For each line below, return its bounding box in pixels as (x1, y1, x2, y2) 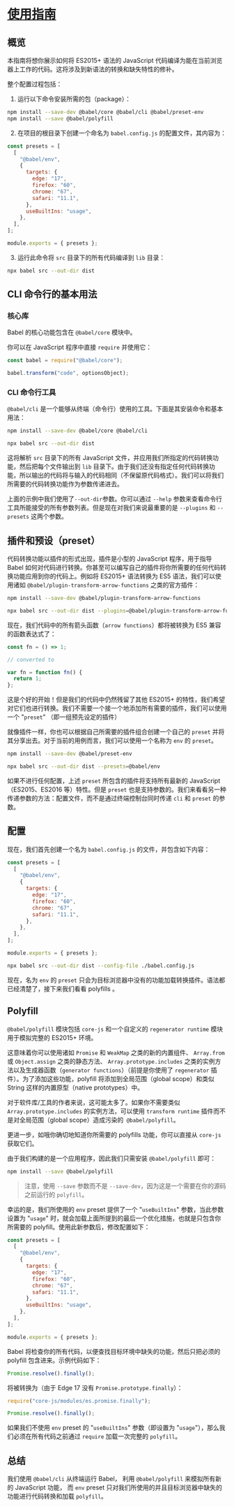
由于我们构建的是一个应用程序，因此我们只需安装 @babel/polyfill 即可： (7, 1154, 217, 1162)
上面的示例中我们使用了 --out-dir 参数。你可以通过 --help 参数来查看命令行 (7, 494, 223, 503)
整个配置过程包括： (7, 80, 63, 88)
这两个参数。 (31, 512, 68, 521)
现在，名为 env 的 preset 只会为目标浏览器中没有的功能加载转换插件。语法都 (7, 976, 226, 984)
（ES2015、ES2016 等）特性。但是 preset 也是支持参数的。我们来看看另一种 (7, 785, 226, 794)
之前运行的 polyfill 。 (24, 1190, 88, 1199)
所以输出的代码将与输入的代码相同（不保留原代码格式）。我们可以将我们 (19, 471, 224, 480)
